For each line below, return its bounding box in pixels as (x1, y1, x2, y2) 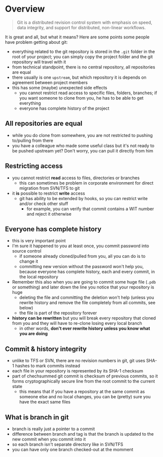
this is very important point (12, 238, 66, 244)
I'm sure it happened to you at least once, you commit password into (12, 243, 149, 249)
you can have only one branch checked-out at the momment (12, 447, 133, 452)
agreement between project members (12, 79, 88, 85)
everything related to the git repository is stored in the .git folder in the (12, 49, 155, 54)
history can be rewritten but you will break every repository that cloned (12, 315, 156, 321)
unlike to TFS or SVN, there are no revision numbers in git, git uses (12, 358, 146, 364)
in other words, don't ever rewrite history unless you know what (19, 325, 150, 331)
